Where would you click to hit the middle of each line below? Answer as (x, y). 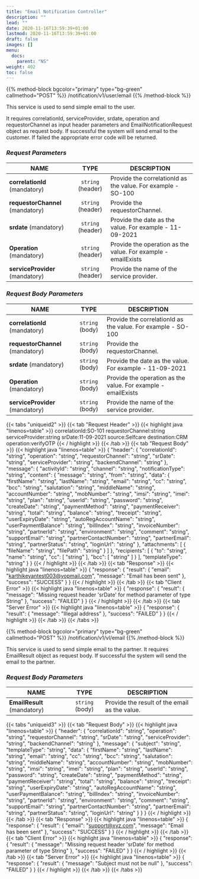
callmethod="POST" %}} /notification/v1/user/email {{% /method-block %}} (99, 96)
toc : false (20, 72)
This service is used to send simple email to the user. (71, 107)
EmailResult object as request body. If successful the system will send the (96, 655)
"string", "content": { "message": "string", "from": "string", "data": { (88, 475)
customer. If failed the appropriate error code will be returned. (82, 138)
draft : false (22, 39)
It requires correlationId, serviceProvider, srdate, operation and (83, 119)
